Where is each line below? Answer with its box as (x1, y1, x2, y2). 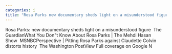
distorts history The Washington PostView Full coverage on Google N (5, 43, 153, 49)
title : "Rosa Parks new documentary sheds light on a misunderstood (5, 12, 155, 17)
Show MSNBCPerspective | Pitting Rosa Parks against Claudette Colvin (5, 37, 157, 44)
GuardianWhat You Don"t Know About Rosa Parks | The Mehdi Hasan (5, 32, 152, 38)
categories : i (5, 7, 36, 13)
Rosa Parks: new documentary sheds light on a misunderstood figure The (5, 26, 162, 32)
